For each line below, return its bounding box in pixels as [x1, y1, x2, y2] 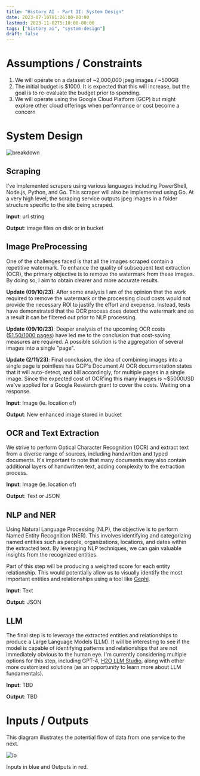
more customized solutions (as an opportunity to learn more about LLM [6, 664, 181, 671]
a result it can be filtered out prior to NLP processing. [6, 313, 137, 320]
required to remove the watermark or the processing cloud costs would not [6, 294, 191, 302]
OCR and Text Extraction [6, 428, 100, 438]
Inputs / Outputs [6, 714, 89, 728]
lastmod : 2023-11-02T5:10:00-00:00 [6, 20, 95, 26]
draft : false [6, 31, 39, 37]
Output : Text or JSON [6, 493, 60, 500]
